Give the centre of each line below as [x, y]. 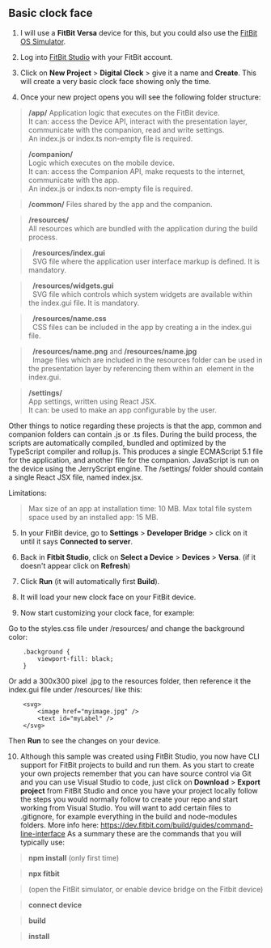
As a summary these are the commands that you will [155, 833]
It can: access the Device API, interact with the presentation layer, [138, 121]
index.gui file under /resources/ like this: [76, 689]
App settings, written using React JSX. [92, 401]
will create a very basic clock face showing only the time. [116, 81]
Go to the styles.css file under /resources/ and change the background [127, 628]
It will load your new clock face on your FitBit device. [108, 597]
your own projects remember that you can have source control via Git [136, 773]
